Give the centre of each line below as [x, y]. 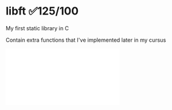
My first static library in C [37, 28]
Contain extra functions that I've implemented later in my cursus [86, 40]
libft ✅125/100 [42, 11]
